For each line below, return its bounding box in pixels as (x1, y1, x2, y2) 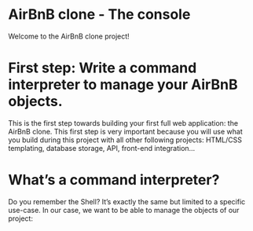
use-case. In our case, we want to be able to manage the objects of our (8, 205, 240, 214)
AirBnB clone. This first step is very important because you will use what (8, 126, 244, 136)
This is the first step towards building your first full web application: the (8, 118, 238, 127)
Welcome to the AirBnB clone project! (8, 31, 130, 41)
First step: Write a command (8, 59, 197, 77)
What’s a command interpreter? (8, 171, 220, 189)
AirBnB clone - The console (8, 5, 191, 24)
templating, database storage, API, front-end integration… (8, 143, 196, 152)
